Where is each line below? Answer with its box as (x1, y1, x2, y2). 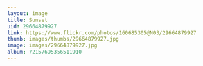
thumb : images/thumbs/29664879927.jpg (7, 36, 119, 43)
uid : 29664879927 (7, 23, 58, 30)
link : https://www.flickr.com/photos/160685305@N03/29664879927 (7, 29, 197, 36)
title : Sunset (7, 16, 48, 23)
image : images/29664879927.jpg (7, 42, 98, 49)
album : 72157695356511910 (7, 49, 82, 56)
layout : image (7, 10, 48, 17)
